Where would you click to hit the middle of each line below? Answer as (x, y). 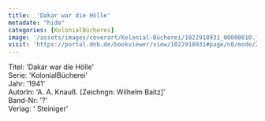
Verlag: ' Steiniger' (38, 109)
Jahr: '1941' (27, 84)
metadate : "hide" (37, 23)
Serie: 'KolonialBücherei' (48, 75)
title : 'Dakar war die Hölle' (60, 15)
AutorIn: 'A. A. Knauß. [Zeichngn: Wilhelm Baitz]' (87, 92)
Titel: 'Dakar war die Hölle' (51, 67)
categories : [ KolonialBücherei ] (61, 30)
